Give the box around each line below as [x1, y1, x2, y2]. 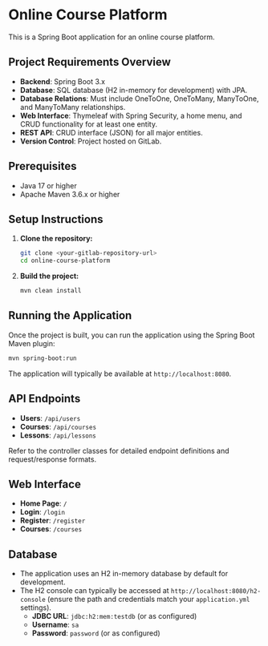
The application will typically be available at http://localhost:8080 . [8, 369, 232, 378]
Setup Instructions [8, 212, 104, 226]
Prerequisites [8, 159, 77, 173]
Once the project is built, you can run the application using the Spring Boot [8, 330, 255, 340]
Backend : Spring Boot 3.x [19, 76, 106, 86]
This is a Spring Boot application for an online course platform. [8, 32, 215, 42]
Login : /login [19, 507, 66, 517]
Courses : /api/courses [19, 422, 97, 431]
